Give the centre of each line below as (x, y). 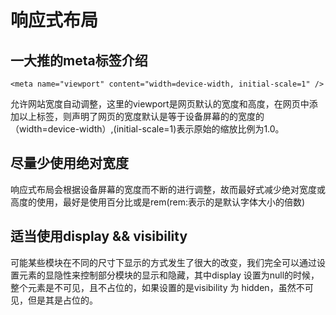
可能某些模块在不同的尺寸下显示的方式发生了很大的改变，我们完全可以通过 (163, 262)
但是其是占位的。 (62, 300)
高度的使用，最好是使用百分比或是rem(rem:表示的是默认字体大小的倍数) (158, 202)
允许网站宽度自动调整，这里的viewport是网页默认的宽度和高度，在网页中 (160, 104)
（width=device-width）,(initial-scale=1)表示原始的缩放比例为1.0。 (147, 129)
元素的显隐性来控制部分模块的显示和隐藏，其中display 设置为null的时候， (169, 275)
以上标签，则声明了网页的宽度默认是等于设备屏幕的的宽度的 (141, 116)
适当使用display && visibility (99, 236)
